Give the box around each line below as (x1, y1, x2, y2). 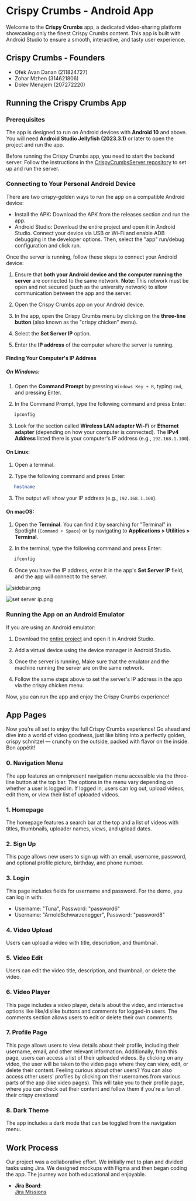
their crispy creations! (6, 1091, 59, 1098)
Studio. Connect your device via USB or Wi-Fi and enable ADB (14, 229, 165, 236)
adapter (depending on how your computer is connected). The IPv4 (14, 429, 179, 436)
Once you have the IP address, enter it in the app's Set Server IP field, (14, 567, 184, 574)
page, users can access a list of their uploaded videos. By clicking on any (6, 1054, 183, 1061)
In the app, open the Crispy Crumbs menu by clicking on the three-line (14, 312, 186, 319)
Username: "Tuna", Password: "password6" (14, 905, 121, 912)
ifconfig (13, 556, 35, 562)
